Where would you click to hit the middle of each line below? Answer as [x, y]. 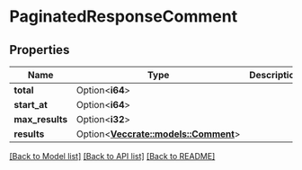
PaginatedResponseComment [124, 17]
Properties [40, 50]
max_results [41, 119]
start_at [31, 105]
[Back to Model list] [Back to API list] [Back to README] [112, 156]
